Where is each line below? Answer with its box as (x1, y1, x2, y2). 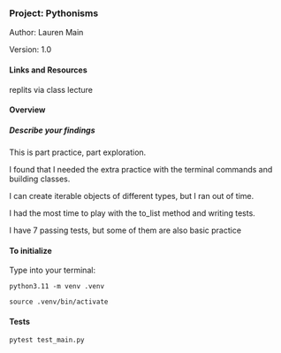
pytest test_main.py (9, 335, 86, 345)
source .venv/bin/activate (9, 297, 109, 307)
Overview (9, 104, 46, 115)
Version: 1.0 (9, 44, 52, 55)
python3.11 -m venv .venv (9, 282, 104, 291)
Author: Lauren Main (9, 27, 84, 38)
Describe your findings (9, 125, 95, 135)
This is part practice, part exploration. (9, 147, 147, 157)
